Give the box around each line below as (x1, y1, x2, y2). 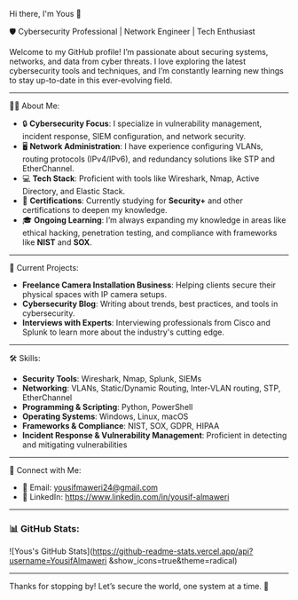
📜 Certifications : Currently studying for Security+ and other (21, 195, 244, 206)
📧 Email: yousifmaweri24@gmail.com (21, 482, 158, 493)
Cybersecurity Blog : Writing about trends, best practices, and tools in (21, 298, 278, 309)
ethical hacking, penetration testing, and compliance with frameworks (21, 227, 278, 238)
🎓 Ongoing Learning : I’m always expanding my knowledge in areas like (21, 215, 286, 225)
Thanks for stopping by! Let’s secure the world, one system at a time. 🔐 (9, 581, 269, 592)
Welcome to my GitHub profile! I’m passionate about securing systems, (9, 47, 269, 57)
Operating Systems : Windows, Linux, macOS (21, 411, 189, 422)
